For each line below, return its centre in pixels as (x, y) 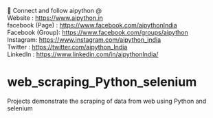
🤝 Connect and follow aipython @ (54, 11)
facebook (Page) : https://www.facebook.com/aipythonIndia (92, 25)
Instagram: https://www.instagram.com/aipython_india (84, 40)
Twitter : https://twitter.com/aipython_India (67, 47)
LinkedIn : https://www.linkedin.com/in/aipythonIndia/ (83, 54)
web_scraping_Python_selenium (102, 82)
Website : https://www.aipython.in (55, 18)
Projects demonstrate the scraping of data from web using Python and (107, 101)
